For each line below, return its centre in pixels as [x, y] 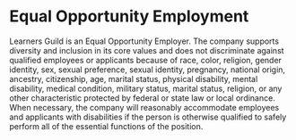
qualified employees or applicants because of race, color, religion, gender [146, 60]
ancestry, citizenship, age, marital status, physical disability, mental [134, 78]
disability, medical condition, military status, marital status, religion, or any [146, 88]
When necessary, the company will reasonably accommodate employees [144, 107]
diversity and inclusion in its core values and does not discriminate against [147, 50]
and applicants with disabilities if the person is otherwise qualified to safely [148, 117]
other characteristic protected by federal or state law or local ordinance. [142, 98]
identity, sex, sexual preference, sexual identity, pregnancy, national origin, [147, 70]
